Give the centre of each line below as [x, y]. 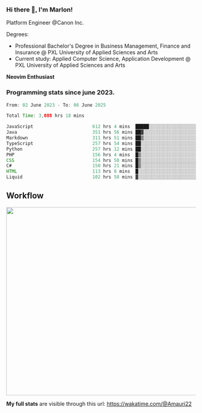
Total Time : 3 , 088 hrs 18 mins [45, 116]
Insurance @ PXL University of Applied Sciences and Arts [86, 52]
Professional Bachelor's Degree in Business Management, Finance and [103, 46]
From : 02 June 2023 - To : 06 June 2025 [56, 105]
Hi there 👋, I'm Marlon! [40, 10]
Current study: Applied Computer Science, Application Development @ [103, 59]
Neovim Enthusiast [31, 77]
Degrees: [17, 34]
